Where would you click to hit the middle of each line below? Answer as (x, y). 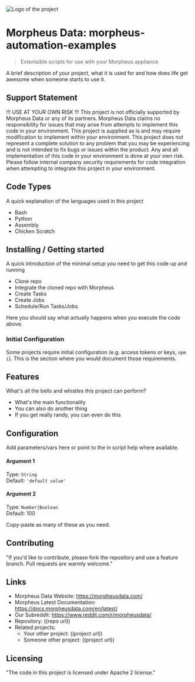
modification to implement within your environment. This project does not (95, 137)
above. (14, 324)
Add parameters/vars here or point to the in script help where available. (93, 448)
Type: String (21, 474)
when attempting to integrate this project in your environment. (81, 168)
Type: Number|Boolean (32, 507)
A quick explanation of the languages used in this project (75, 201)
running (16, 270)
